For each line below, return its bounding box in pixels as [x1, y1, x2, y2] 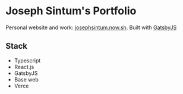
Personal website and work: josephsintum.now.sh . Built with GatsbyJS [5, 24, 177, 31]
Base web [14, 76, 39, 83]
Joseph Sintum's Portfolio [5, 4, 137, 18]
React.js [14, 63, 34, 70]
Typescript [14, 57, 41, 64]
